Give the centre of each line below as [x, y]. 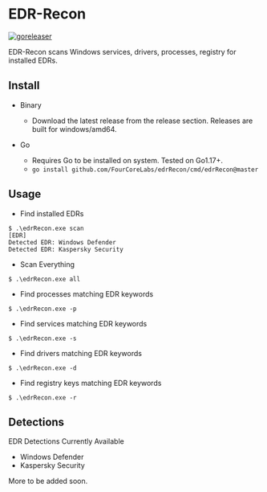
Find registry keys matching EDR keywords [91, 383]
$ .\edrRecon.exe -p [43, 309]
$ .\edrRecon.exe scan [46, 228]
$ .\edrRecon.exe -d [43, 368]
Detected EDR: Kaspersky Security [66, 249]
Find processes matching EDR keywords [87, 293]
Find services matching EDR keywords [83, 323]
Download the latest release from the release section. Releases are [142, 121]
